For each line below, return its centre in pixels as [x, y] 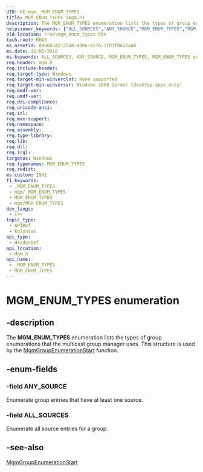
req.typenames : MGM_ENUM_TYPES [46, 164]
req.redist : [21, 169]
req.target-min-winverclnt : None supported [62, 79]
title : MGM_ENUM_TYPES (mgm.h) [46, 18]
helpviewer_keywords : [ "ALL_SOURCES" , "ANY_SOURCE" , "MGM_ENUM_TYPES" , [96, 29]
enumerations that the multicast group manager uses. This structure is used [101, 344]
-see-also [25, 447]
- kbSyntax [22, 231]
